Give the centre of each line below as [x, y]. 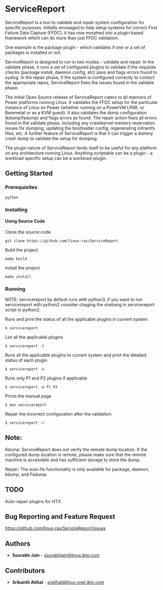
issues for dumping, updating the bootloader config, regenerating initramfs [80, 128]
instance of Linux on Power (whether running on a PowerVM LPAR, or [75, 107]
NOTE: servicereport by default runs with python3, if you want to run [74, 299]
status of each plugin [26, 360]
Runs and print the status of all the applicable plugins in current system [76, 319]
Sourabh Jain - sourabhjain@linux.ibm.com [56, 555]
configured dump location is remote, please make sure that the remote [76, 454]
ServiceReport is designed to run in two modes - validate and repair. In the [80, 62]
